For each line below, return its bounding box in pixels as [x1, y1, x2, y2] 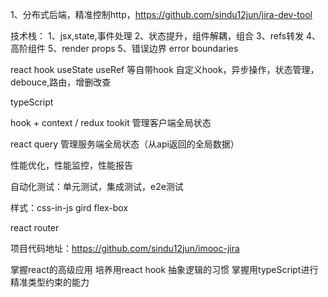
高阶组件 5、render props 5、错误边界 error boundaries [10, 43, 239, 54]
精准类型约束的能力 [10, 276, 90, 288]
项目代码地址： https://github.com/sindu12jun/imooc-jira [10, 243, 240, 254]
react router [10, 222, 60, 233]
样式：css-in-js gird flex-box [10, 202, 129, 213]
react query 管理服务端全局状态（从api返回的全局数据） [10, 138, 240, 150]
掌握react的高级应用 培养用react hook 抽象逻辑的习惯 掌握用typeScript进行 [10, 264, 319, 275]
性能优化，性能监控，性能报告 [10, 159, 133, 171]
